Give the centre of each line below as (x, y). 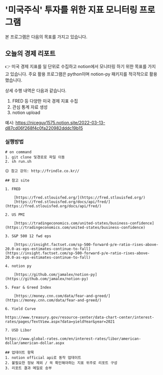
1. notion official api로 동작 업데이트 (43, 358)
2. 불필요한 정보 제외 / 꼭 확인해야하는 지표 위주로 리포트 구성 (61, 363)
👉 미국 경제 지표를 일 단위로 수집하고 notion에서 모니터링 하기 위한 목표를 (76, 66)
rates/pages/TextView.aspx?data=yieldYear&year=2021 (60, 322)
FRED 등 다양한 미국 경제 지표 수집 (45, 101)
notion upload (26, 112)
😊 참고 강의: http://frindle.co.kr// (42, 171)
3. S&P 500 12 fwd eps (28, 236)
